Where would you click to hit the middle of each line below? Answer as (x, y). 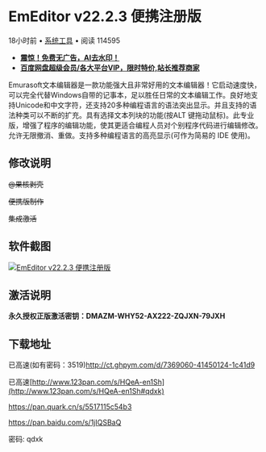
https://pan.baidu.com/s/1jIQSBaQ (65, 423)
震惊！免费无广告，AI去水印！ (70, 57)
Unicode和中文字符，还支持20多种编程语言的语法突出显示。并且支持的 (132, 105)
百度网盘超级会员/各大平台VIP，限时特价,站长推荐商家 (110, 67)
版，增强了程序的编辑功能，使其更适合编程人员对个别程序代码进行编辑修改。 (135, 125)
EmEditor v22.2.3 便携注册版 (105, 17)
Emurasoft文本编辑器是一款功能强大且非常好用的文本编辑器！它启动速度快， (135, 85)
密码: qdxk (26, 439)
